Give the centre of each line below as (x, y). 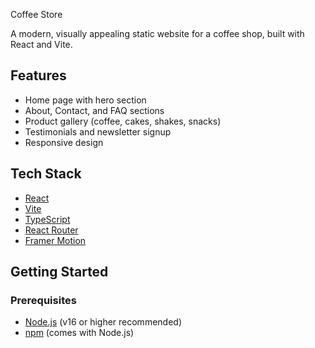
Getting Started (59, 272)
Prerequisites (43, 300)
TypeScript (47, 219)
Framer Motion (55, 240)
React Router (51, 230)
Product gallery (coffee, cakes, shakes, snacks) (123, 121)
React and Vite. (41, 44)
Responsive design (64, 142)
